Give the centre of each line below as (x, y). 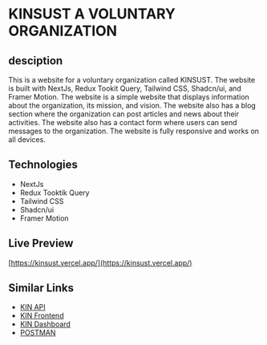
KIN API (32, 307)
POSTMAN (38, 333)
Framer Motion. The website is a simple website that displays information (129, 97)
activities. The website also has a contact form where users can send (123, 122)
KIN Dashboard (45, 324)
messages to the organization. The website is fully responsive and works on (133, 131)
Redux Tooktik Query (55, 193)
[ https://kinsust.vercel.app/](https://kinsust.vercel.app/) (100, 262)
